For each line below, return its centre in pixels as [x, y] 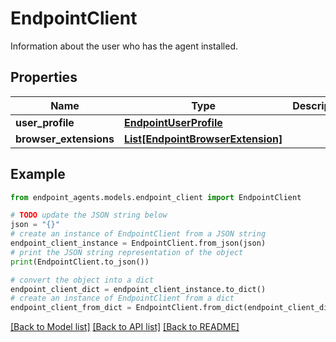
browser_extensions [65, 139]
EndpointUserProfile [173, 122]
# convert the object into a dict [82, 280]
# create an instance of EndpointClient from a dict [122, 298]
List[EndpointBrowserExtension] [203, 139]
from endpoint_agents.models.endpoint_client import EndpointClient [156, 197]
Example [38, 174]
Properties [44, 77]
